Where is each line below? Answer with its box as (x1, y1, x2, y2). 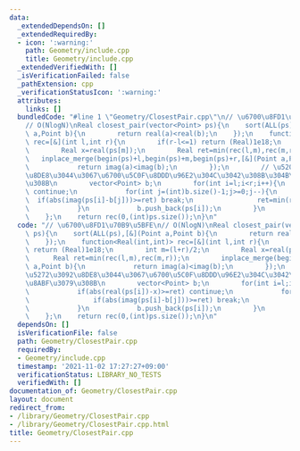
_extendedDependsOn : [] (17, 21, 105, 30)
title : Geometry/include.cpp (25, 54, 134, 63)
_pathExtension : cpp (17, 79, 94, 88)
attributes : (17, 96, 62, 105)
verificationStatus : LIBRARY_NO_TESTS (17, 370, 162, 380)
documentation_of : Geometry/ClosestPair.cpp (9, 387, 178, 396)
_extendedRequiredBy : (17, 29, 98, 38)
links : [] (25, 104, 62, 113)
